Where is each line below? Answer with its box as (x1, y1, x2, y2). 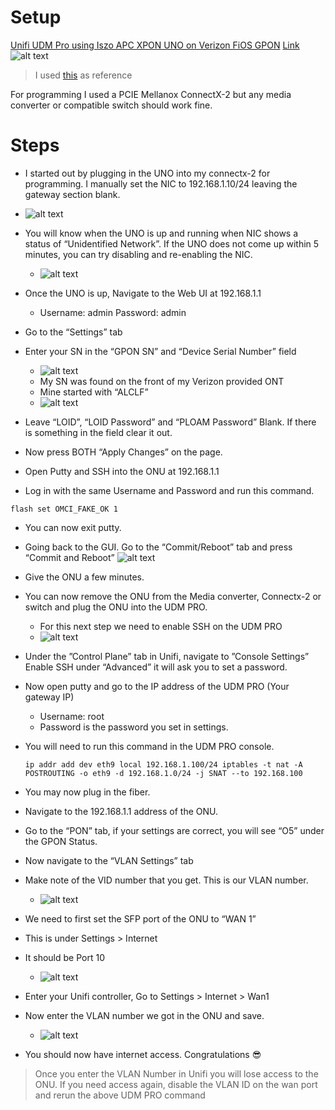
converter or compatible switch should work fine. (10, 99, 213, 111)
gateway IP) (24, 691, 75, 703)
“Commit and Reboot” (24, 551, 115, 563)
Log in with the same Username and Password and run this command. (24, 484, 315, 496)
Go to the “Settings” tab (24, 326, 123, 338)
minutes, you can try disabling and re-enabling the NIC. (24, 248, 253, 260)
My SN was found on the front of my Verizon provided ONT (39, 375, 285, 387)
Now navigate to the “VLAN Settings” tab (24, 854, 194, 866)
